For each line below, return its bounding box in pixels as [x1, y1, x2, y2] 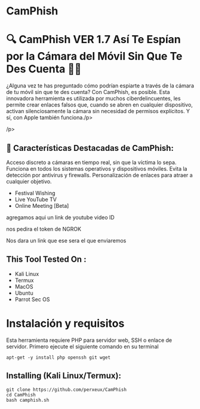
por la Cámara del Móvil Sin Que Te [6, 50, 183, 63]
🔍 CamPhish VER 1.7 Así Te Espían [6, 33, 181, 46]
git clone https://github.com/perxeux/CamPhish [6, 386, 127, 393]
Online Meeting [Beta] [14, 202, 69, 209]
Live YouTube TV [14, 196, 57, 203]
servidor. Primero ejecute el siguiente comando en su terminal [6, 343, 159, 350]
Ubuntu [14, 289, 34, 296]
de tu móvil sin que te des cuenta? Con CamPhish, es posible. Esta [6, 89, 170, 96]
